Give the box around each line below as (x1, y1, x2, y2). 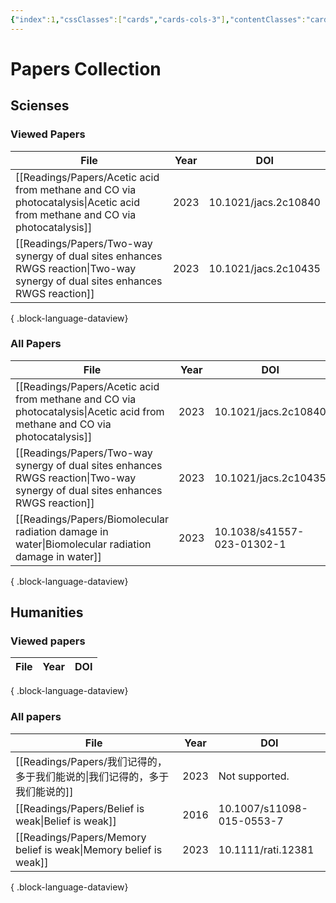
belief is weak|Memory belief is (15, 842, 163, 856)
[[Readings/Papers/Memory (15, 830, 147, 844)
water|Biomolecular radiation (15, 537, 152, 551)
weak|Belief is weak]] (15, 814, 117, 828)
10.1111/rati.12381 (218, 842, 315, 856)
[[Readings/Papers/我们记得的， (15, 754, 168, 768)
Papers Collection (10, 57, 162, 80)
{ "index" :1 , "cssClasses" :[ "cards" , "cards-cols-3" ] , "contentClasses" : (10, 14, 307, 25)
